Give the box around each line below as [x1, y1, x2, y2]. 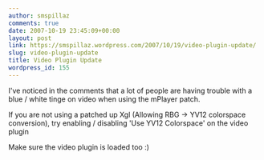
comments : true [8, 19, 59, 27]
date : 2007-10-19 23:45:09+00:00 [8, 26, 120, 34]
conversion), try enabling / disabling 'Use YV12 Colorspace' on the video [8, 118, 249, 128]
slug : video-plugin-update [8, 49, 99, 57]
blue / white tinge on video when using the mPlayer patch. [8, 94, 201, 104]
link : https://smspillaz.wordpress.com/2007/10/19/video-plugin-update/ [8, 42, 257, 50]
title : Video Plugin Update [8, 57, 103, 65]
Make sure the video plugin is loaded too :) [8, 142, 150, 152]
